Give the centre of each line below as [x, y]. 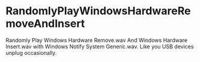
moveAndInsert [45, 24]
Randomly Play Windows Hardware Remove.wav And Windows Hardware [97, 40]
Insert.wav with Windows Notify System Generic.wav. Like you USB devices [100, 46]
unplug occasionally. [31, 52]
